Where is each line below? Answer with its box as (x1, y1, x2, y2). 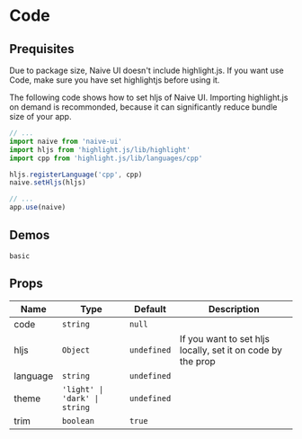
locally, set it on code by (179, 344, 283, 356)
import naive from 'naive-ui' (9, 137, 123, 146)
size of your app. (9, 112, 72, 121)
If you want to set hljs (179, 332, 270, 345)
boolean (61, 416, 95, 426)
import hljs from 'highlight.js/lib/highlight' (9, 145, 191, 154)
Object (61, 345, 90, 355)
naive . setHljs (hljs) (9, 178, 87, 187)
